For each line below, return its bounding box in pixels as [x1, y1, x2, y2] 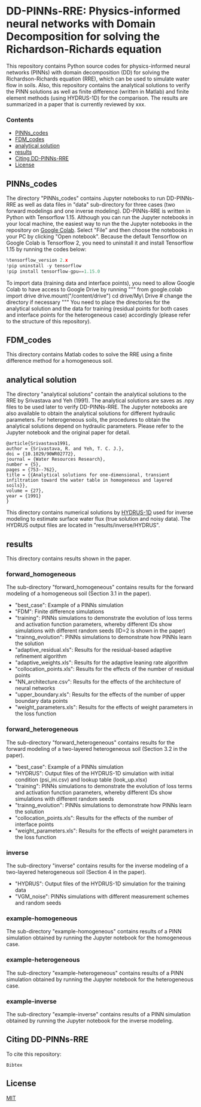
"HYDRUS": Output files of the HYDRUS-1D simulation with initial [14, 769, 174, 777]
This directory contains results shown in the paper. [6, 555, 132, 562]
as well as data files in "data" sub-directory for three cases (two [17, 201, 175, 208]
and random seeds [14, 899, 62, 906]
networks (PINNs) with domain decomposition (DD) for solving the [6, 68, 169, 76]
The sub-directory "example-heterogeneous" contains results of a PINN [6, 969, 184, 977]
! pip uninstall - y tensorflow [6, 262, 82, 268]
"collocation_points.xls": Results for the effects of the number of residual [14, 666, 194, 673]
